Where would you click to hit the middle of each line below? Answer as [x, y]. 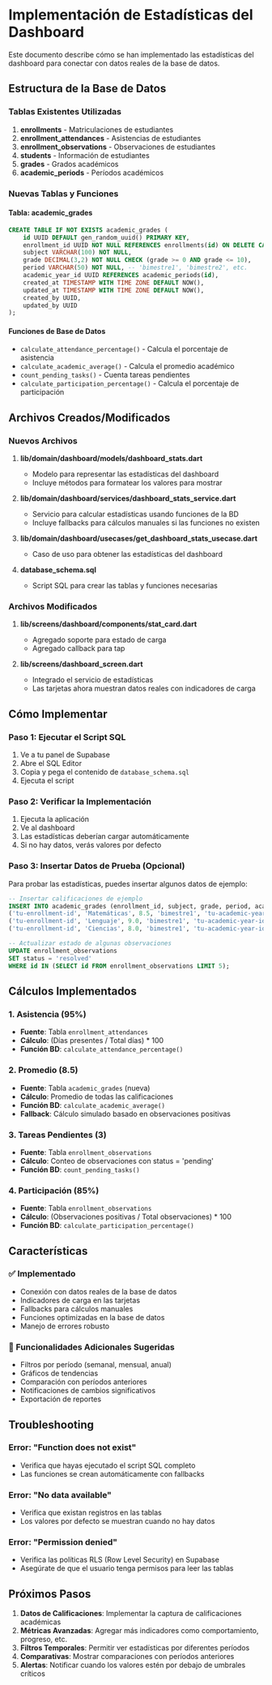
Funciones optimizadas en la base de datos [92, 1317]
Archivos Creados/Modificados [89, 418]
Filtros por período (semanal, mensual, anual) [96, 1365]
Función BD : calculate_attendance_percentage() [102, 1049]
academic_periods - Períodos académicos [92, 173]
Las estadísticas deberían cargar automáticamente [105, 836]
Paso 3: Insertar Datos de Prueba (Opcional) [97, 866]
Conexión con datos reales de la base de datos [98, 1291]
